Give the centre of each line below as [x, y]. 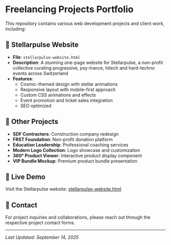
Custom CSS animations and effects [58, 95]
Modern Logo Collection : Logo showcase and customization [76, 150]
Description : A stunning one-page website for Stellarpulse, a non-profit [88, 63]
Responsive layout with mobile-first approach [68, 89]
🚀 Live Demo [25, 177]
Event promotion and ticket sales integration [66, 100]
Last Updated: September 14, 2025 [42, 237]
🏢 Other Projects [32, 122]
